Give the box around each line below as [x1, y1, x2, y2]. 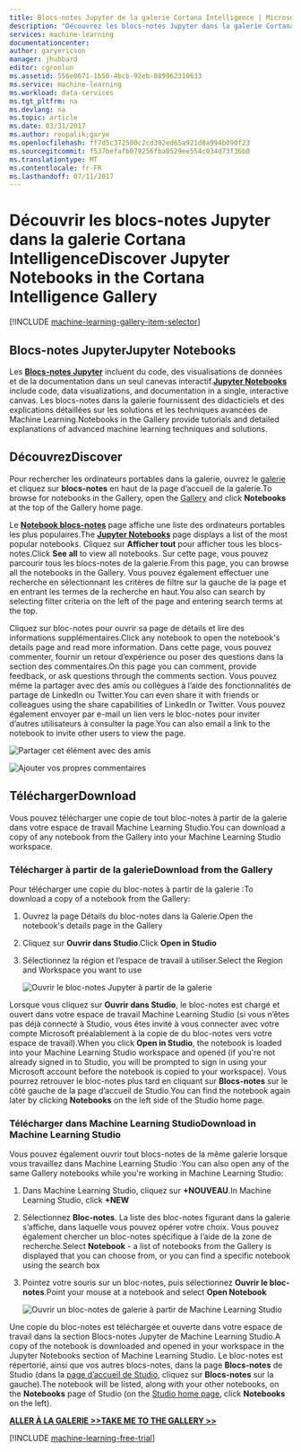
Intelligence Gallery [9, 286, 159, 307]
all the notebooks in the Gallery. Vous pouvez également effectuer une [9, 567, 270, 577]
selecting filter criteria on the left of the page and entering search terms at [9, 595, 284, 606]
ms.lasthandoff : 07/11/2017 [9, 172, 115, 180]
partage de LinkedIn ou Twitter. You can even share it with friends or [9, 689, 260, 700]
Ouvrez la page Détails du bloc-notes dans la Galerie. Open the [21, 911, 254, 921]
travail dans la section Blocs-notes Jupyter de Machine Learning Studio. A [9, 1331, 281, 1342]
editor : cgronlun [9, 64, 74, 73]
